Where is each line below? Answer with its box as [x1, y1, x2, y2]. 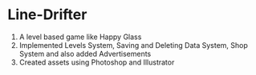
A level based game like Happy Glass [18, 32, 142, 41]
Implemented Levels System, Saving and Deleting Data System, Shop [18, 40, 248, 49]
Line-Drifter [7, 6, 87, 24]
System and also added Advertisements [18, 49, 152, 58]
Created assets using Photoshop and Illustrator [18, 57, 175, 67]
